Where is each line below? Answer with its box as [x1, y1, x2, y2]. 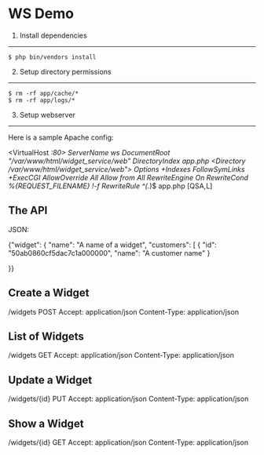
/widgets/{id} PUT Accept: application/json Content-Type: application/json [8, 394, 249, 404]
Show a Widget [8, 417, 84, 430]
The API [8, 204, 48, 217]
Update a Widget [8, 373, 93, 387]
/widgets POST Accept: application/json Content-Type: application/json [8, 307, 240, 316]
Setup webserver [19, 110, 76, 119]
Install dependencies [19, 31, 88, 40]
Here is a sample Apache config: [8, 133, 114, 142]
